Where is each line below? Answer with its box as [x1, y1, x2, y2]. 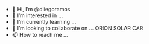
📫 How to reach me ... [11, 32, 68, 38]
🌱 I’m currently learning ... [11, 18, 77, 25]
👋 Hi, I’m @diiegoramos [11, 6, 71, 12]
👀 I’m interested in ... [11, 12, 63, 19]
